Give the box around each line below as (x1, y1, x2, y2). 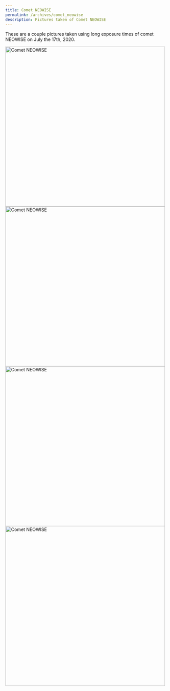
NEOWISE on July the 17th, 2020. (5, 36, 76, 42)
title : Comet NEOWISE (5, 7, 52, 13)
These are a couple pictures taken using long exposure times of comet (5, 31, 154, 37)
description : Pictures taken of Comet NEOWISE (5, 17, 106, 22)
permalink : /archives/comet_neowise (5, 12, 83, 17)
